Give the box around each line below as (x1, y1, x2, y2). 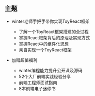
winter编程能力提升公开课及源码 (18, 67, 83, 73)
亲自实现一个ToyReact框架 (18, 47, 72, 52)
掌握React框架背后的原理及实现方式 (18, 34, 90, 40)
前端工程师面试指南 (18, 80, 58, 85)
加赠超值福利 (11, 57, 37, 63)
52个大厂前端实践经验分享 (18, 73, 71, 79)
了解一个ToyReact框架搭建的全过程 (18, 29, 89, 34)
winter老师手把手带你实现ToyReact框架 (11, 18, 90, 24)
